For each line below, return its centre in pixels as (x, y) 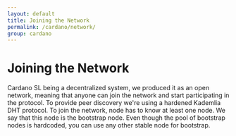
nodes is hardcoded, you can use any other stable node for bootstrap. (109, 125)
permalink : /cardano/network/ (52, 27)
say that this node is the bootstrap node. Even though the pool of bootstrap (116, 118)
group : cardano (30, 33)
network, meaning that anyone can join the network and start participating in (118, 95)
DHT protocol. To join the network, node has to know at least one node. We (116, 111)
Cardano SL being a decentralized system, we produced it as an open (108, 88)
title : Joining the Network (49, 20)
